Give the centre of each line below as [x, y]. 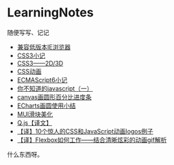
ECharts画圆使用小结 [46, 105]
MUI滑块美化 [35, 114]
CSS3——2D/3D [40, 63]
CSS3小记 [31, 55]
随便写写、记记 [28, 32]
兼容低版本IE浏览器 [43, 47]
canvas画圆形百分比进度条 [54, 97]
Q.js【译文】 [35, 123]
